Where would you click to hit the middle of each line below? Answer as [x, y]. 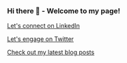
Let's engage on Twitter [40, 39]
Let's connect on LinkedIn [44, 26]
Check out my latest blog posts [51, 52]
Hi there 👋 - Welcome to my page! [64, 11]
